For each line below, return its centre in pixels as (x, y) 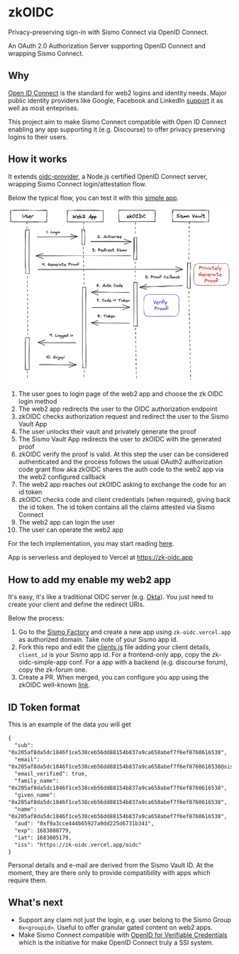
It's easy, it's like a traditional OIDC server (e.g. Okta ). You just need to (111, 597)
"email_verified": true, (51, 773)
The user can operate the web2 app (71, 530)
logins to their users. (38, 136)
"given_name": (35, 795)
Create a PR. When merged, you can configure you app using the (113, 677)
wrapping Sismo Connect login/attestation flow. (77, 184)
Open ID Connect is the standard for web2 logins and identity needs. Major (118, 92)
